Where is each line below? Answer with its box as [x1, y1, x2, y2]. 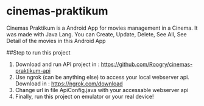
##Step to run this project [6, 48, 71, 56]
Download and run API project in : [15, 61, 100, 68]
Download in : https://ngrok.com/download [15, 80, 123, 87]
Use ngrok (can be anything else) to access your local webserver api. [15, 73, 190, 81]
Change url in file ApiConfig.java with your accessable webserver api [15, 86, 189, 93]
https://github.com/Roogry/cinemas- [100, 61, 193, 68]
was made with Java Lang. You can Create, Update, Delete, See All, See [6, 30, 187, 38]
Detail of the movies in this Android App [6, 37, 106, 44]
